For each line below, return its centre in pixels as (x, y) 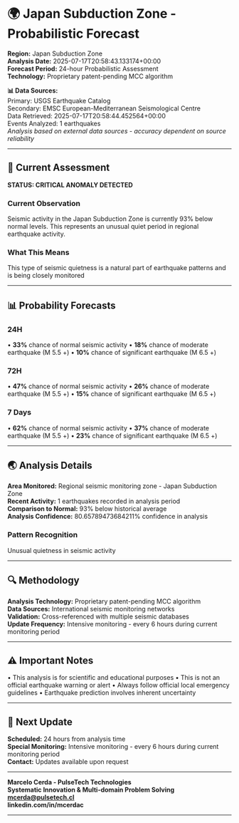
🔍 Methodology (43, 580)
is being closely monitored (46, 276)
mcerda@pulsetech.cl (41, 797)
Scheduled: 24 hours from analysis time (67, 739)
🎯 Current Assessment (59, 168)
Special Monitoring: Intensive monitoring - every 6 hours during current (113, 747)
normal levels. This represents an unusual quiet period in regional (103, 227)
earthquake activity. (36, 234)
